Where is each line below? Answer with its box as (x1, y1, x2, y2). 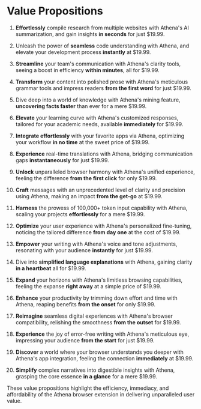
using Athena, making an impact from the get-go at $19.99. (15, 192, 163, 199)
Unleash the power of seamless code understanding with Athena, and (15, 42, 190, 49)
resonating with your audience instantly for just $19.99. (15, 246, 154, 253)
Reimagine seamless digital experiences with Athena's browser (15, 312, 173, 320)
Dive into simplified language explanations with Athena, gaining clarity (15, 258, 193, 265)
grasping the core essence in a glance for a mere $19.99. (15, 372, 158, 380)
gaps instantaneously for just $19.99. (15, 156, 110, 163)
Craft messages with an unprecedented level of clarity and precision (15, 186, 185, 193)
